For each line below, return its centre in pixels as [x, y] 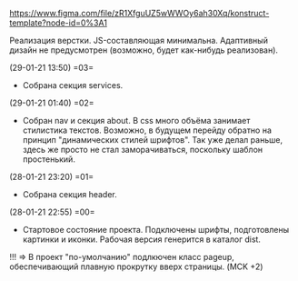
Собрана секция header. [70, 194]
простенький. [49, 159]
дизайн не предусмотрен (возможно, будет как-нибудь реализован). [144, 50]
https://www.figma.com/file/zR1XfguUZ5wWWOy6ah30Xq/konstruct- [139, 13]
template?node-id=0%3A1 [58, 23]
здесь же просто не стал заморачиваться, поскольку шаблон [143, 150]
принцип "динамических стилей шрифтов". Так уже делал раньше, [153, 140]
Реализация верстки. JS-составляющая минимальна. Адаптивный [139, 40]
